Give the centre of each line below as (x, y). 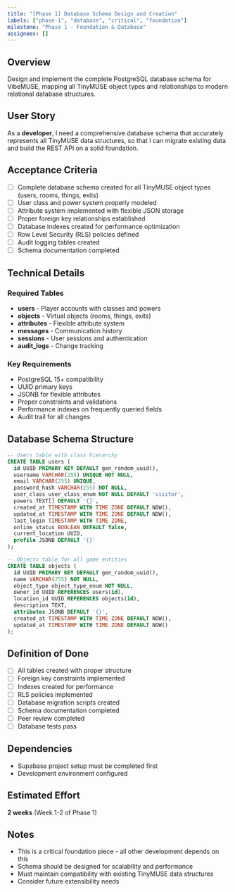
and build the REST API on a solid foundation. (73, 148)
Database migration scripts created (69, 702)
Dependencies (40, 749)
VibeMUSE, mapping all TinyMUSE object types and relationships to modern (118, 87)
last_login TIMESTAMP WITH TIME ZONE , (71, 521)
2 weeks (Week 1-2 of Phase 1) (52, 812)
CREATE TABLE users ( (39, 462)
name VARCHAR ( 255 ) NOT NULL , (56, 579)
